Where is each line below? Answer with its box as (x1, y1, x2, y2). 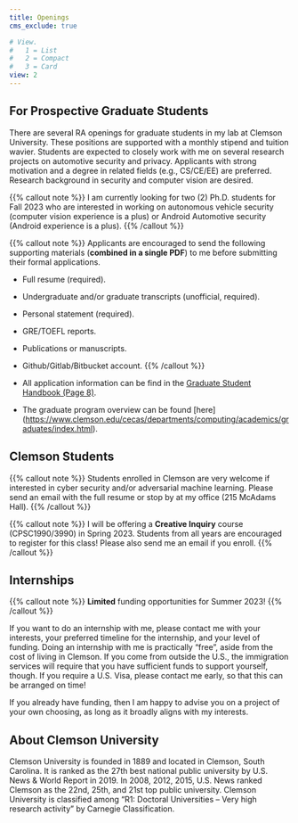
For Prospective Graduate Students (9, 103, 209, 119)
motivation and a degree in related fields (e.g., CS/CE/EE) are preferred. (9, 165, 272, 176)
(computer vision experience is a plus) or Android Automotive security (9, 210, 267, 221)
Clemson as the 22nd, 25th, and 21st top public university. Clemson (9, 785, 256, 795)
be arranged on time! (9, 679, 86, 691)
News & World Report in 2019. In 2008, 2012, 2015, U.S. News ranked (9, 775, 262, 786)
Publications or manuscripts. (21, 342, 127, 353)
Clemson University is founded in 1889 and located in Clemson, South (9, 756, 265, 767)
